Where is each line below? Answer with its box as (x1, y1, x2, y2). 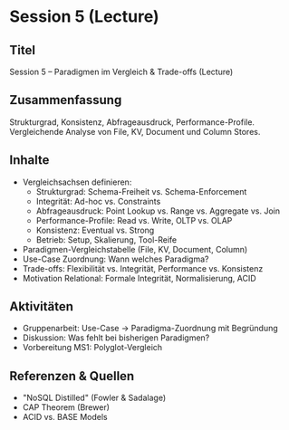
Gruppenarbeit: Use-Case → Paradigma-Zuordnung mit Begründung (22, 323, 278, 334)
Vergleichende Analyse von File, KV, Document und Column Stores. (9, 126, 261, 137)
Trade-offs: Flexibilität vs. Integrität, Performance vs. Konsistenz (22, 263, 264, 273)
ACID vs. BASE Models (22, 412, 108, 423)
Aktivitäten (9, 299, 74, 314)
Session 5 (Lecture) (9, 6, 160, 27)
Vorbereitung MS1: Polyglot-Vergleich (22, 342, 163, 353)
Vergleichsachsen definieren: (22, 177, 132, 187)
